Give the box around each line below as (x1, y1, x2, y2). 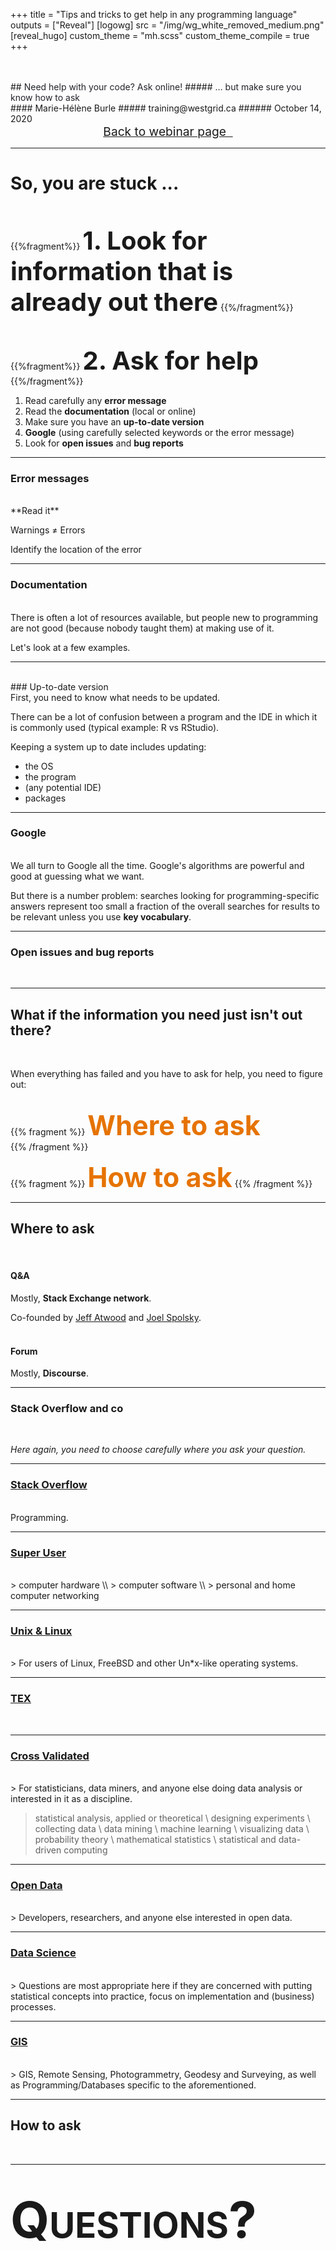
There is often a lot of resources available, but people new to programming (10, 611, 319, 623)
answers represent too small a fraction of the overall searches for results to (10, 900, 320, 912)
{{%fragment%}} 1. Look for (10, 224, 208, 256)
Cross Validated (10, 1749, 90, 1763)
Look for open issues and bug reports (24, 437, 184, 449)
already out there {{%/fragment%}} (10, 285, 294, 318)
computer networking (10, 1590, 100, 1602)
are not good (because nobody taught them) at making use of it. (10, 622, 275, 634)
